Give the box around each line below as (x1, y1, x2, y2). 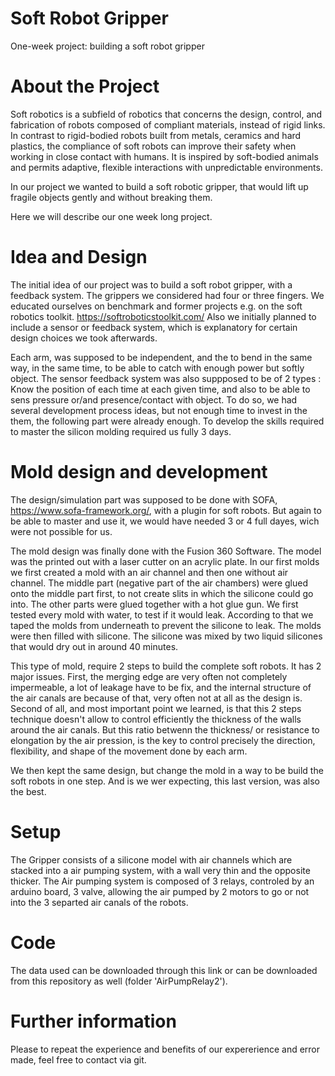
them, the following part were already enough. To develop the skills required (10, 415, 325, 427)
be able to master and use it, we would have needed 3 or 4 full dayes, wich (10, 515, 320, 527)
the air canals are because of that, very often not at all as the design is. (10, 692, 303, 704)
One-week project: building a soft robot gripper (10, 40, 205, 52)
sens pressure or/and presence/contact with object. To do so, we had (10, 393, 298, 406)
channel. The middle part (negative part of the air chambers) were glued (10, 577, 308, 589)
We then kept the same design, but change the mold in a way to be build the (10, 764, 324, 776)
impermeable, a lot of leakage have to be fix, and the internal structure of (10, 681, 312, 693)
